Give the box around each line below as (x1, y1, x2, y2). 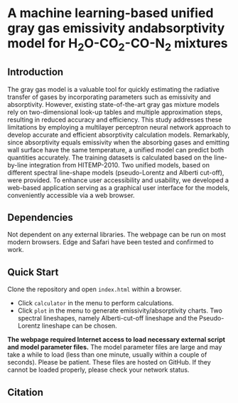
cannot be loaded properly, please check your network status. (7, 365, 190, 375)
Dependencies (7, 211, 73, 224)
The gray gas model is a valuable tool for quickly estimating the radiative (7, 85, 220, 93)
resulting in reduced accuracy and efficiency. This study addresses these (7, 115, 222, 124)
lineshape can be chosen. (41, 322, 117, 330)
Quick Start (7, 266, 59, 278)
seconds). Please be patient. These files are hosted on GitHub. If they (7, 358, 211, 367)
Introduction (7, 66, 64, 78)
